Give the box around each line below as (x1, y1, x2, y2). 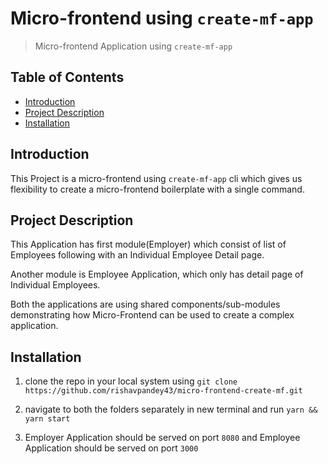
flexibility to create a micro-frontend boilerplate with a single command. (10, 183, 305, 195)
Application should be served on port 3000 (24, 442, 199, 454)
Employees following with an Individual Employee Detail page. (10, 249, 265, 261)
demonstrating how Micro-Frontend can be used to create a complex (10, 309, 295, 321)
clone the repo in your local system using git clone (24, 375, 238, 387)
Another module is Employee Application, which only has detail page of (10, 268, 304, 281)
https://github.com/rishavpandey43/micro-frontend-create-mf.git (24, 386, 303, 396)
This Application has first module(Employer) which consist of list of (10, 238, 287, 251)
